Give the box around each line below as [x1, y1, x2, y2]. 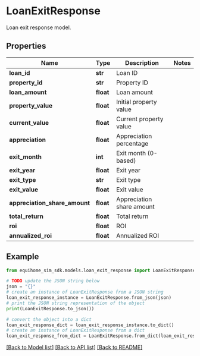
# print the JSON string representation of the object [6, 300, 145, 306]
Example [6, 251, 39, 262]
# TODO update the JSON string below [6, 278, 100, 284]
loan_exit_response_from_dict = [6, 333, 86, 339]
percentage [115, 139, 149, 147]
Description [124, 58, 159, 67]
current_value [9, 118, 49, 127]
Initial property [115, 97, 157, 106]
